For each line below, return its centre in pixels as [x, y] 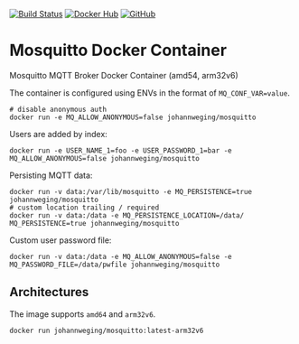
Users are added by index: [59, 134]
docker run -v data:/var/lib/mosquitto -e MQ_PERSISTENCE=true [131, 191]
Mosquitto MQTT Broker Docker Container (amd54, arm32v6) [124, 75]
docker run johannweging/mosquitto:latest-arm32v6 [107, 330]
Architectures [49, 292]
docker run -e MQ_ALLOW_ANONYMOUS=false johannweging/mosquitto [133, 117]
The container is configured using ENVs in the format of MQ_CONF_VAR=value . [150, 93]
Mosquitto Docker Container [118, 51]
